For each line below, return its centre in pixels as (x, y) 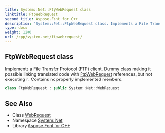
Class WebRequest (31, 115)
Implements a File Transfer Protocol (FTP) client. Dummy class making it (78, 69)
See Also (19, 103)
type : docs (16, 28)
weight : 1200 (18, 32)
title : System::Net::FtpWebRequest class (48, 10)
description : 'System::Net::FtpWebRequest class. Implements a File (77, 23)
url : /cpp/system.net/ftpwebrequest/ (44, 37)
